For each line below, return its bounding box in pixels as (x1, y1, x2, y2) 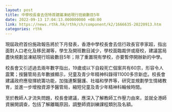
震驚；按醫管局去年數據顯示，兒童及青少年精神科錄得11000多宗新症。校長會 (5, 71, 165, 77)
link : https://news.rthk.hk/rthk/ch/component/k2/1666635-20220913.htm (5, 21, 161, 27)
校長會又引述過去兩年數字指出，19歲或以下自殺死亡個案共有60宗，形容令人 (5, 65, 164, 71)
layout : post (5, 7, 33, 13)
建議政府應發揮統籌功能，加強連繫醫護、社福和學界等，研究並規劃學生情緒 (5, 78, 162, 84)
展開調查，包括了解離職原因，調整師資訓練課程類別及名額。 (9, 101, 136, 107)
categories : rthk (5, 27, 42, 32)
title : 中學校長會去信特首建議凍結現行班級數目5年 (5, 12, 100, 17)
